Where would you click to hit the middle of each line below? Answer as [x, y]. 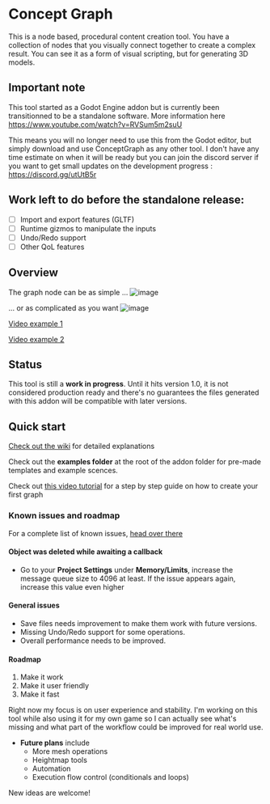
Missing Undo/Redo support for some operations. [103, 632]
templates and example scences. [63, 471]
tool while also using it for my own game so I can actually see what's [122, 719]
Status [25, 365]
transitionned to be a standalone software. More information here [117, 116]
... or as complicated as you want [63, 307]
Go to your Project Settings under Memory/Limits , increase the [127, 569]
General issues [34, 605]
